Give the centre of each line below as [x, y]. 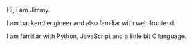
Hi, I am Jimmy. [28, 10]
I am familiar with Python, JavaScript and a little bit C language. [96, 36]
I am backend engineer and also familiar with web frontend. [91, 23]
